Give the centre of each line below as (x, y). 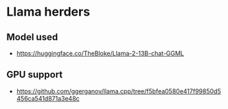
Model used (32, 37)
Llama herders (48, 12)
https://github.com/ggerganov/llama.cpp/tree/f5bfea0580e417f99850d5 (118, 91)
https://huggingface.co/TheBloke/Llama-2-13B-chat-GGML (100, 53)
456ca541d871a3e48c (48, 98)
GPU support (35, 75)
